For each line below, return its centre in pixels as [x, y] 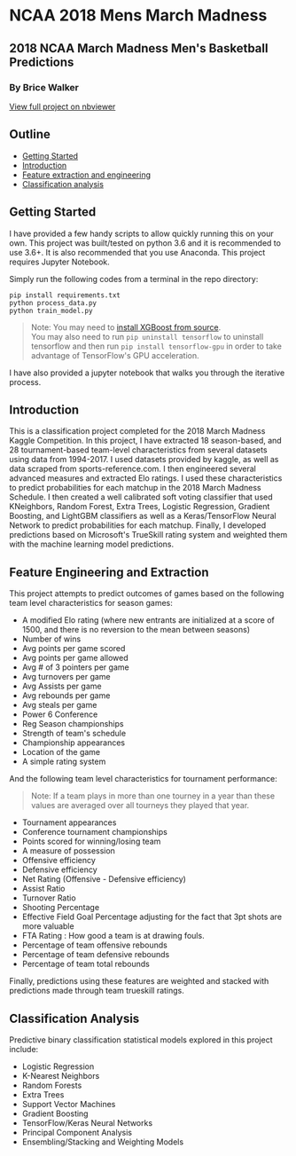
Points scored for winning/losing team [91, 841]
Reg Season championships [73, 724]
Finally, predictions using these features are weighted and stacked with [139, 981]
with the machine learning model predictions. [92, 544]
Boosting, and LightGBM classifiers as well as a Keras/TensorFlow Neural [143, 516]
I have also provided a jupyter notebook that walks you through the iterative [147, 373]
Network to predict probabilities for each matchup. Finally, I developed [138, 525]
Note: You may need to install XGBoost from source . [126, 327]
